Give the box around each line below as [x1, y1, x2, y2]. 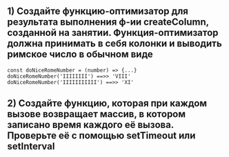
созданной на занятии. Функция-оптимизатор [7, 27, 219, 39]
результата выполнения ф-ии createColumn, [7, 17, 209, 28]
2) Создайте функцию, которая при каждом [7, 98, 208, 109]
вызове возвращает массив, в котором [7, 108, 186, 120]
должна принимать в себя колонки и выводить [7, 38, 222, 50]
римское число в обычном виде [7, 48, 153, 61]
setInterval [7, 140, 55, 152]
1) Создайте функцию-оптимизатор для [7, 6, 188, 17]
